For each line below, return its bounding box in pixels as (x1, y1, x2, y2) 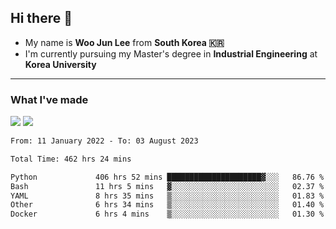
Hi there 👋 (10, 10, 73, 27)
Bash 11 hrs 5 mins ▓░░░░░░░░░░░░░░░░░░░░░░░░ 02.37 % (10, 181, 325, 191)
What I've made (10, 92, 89, 106)
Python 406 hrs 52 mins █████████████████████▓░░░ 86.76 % (10, 172, 325, 182)
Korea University (24, 58, 97, 70)
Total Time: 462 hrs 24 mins (10, 154, 132, 164)
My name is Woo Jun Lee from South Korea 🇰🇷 (24, 36, 225, 48)
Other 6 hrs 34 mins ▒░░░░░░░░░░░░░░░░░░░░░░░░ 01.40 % (10, 200, 325, 210)
